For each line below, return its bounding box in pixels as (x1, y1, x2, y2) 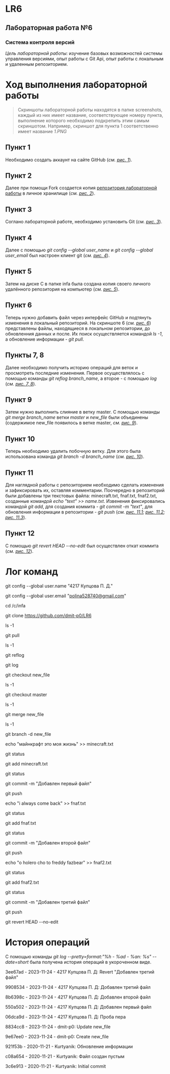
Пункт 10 (5, 434, 35, 443)
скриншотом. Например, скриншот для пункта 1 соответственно (17, 123, 159, 129)
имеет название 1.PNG (17, 128, 67, 134)
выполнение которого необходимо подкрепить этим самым (17, 117, 150, 123)
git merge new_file (5, 711, 44, 717)
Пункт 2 (5, 171, 32, 180)
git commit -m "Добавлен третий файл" (5, 899, 90, 905)
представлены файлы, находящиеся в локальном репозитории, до (5, 325, 150, 331)
